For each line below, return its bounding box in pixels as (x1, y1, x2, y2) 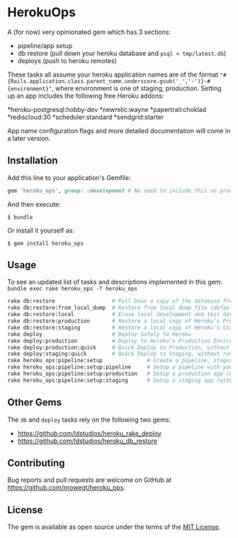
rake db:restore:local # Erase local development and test (7, 311, 220, 318)
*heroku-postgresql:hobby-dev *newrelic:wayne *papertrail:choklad (7, 105, 207, 113)
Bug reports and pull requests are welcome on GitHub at (7, 476, 172, 484)
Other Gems (7, 396, 62, 408)
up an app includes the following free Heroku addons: (7, 91, 164, 100)
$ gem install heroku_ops (7, 240, 84, 247)
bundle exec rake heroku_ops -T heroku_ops (7, 285, 138, 293)
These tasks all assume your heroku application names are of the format (7, 70, 219, 79)
